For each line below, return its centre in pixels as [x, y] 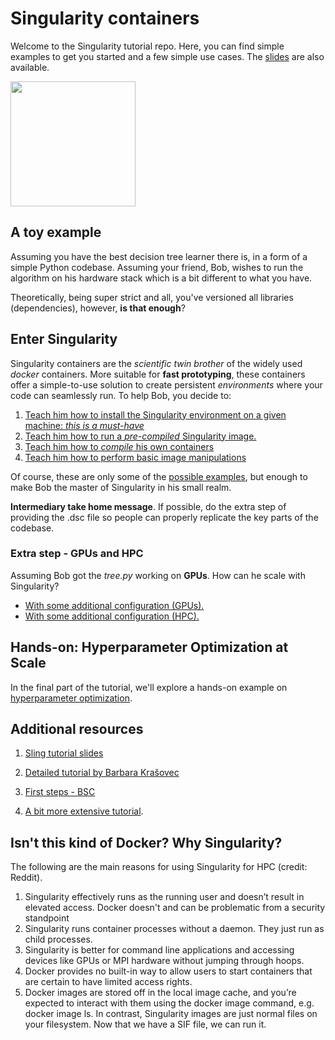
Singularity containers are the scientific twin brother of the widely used [156, 363]
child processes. [58, 939]
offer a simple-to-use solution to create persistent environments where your [166, 384]
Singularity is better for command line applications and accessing [159, 950]
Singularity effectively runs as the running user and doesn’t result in [164, 897]
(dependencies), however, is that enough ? [98, 308]
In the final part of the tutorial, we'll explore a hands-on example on [149, 687]
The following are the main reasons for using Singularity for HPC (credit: [159, 867]
